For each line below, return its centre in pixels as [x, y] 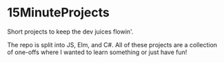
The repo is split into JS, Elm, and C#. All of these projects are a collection [112, 45]
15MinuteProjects [59, 13]
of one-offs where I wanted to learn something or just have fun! [97, 52]
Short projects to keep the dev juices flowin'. [70, 32]
